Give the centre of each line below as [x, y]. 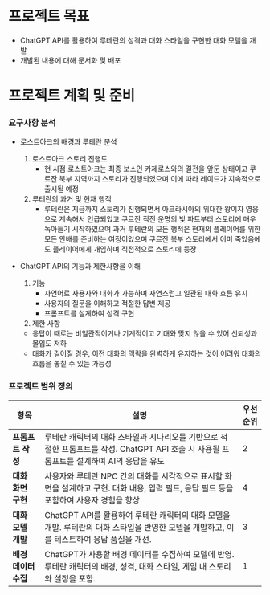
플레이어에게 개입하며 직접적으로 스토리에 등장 [125, 249]
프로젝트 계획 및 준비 [72, 96]
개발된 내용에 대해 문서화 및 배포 [70, 60]
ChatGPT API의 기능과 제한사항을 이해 [80, 267]
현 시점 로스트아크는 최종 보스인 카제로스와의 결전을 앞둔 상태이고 [146, 169]
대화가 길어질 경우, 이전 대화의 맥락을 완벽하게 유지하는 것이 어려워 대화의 [147, 353]
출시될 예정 [61, 189]
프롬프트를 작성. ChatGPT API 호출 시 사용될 [141, 449]
